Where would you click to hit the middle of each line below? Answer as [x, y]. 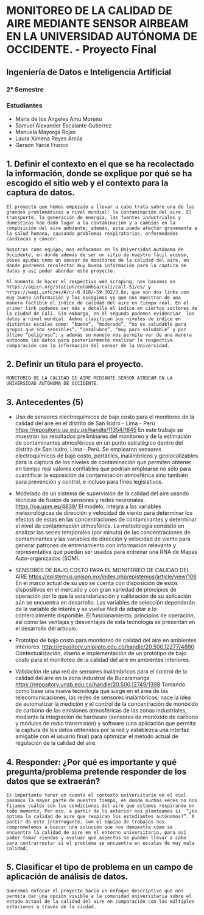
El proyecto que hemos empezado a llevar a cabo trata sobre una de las [100, 207]
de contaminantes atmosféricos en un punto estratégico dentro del [99, 443]
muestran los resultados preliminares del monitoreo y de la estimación [103, 436]
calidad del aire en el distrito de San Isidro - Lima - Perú [85, 423]
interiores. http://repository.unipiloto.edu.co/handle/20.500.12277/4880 [105, 647]
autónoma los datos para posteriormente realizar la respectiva [90, 340]
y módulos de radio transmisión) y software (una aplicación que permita [105, 723]
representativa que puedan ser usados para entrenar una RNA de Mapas [106, 552]
